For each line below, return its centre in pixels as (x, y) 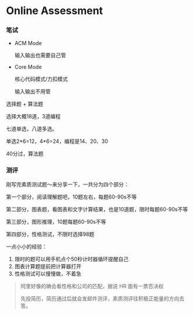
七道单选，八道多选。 (32, 129)
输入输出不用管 (32, 91)
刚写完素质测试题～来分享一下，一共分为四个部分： (67, 184)
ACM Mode (28, 43)
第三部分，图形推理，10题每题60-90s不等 (56, 221)
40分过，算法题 (25, 154)
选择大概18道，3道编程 (34, 117)
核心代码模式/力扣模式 (41, 79)
